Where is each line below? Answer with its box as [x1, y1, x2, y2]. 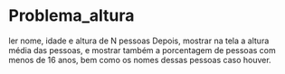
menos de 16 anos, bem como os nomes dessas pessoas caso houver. [8, 54, 272, 65]
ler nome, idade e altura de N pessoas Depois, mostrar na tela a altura [8, 35, 270, 46]
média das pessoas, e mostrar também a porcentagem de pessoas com [8, 44, 277, 55]
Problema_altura [8, 5, 135, 26]
